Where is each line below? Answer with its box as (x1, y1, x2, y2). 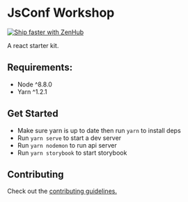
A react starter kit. (7, 41, 59, 49)
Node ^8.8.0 (17, 80, 52, 88)
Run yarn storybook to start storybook (17, 148, 127, 157)
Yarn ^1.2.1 (17, 87, 47, 95)
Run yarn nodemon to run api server (17, 141, 117, 149)
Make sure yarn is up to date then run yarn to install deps (17, 126, 181, 134)
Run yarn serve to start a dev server (17, 134, 122, 142)
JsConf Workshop (7, 5, 115, 21)
